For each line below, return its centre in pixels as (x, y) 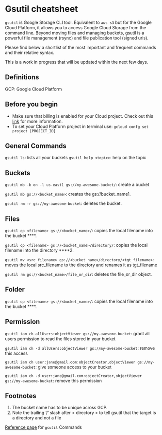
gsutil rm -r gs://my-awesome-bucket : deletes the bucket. (64, 203)
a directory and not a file (37, 418)
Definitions (22, 77)
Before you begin (32, 104)
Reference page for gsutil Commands (44, 427)
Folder (15, 290)
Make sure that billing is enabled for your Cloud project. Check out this (83, 116)
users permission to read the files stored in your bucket (60, 339)
